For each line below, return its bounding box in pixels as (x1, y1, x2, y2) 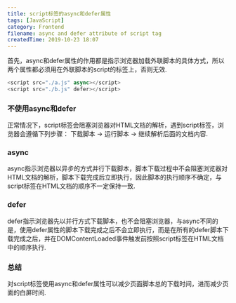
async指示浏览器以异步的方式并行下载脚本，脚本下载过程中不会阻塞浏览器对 (7, 164, 228, 173)
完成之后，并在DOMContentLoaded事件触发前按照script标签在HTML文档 (13, 234, 224, 243)
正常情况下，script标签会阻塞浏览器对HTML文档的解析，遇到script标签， (7, 121, 218, 130)
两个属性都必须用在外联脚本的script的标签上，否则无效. (7, 65, 167, 74)
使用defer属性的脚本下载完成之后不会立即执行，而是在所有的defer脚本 (19, 225, 223, 234)
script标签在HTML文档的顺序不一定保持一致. (7, 182, 136, 190)
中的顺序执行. (7, 243, 47, 251)
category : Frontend (7, 23, 65, 30)
